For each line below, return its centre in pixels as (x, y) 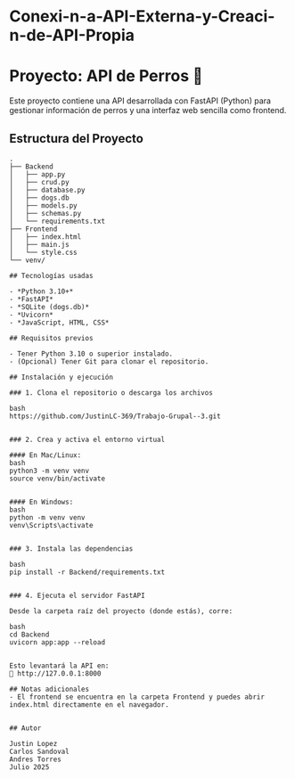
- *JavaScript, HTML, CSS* (59, 323)
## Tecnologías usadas (51, 275)
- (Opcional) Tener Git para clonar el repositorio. (109, 361)
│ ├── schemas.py (45, 213)
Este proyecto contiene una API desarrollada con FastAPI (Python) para (140, 101)
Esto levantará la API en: (59, 666)
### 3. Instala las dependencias (71, 549)
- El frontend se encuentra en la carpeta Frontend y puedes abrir (137, 697)
